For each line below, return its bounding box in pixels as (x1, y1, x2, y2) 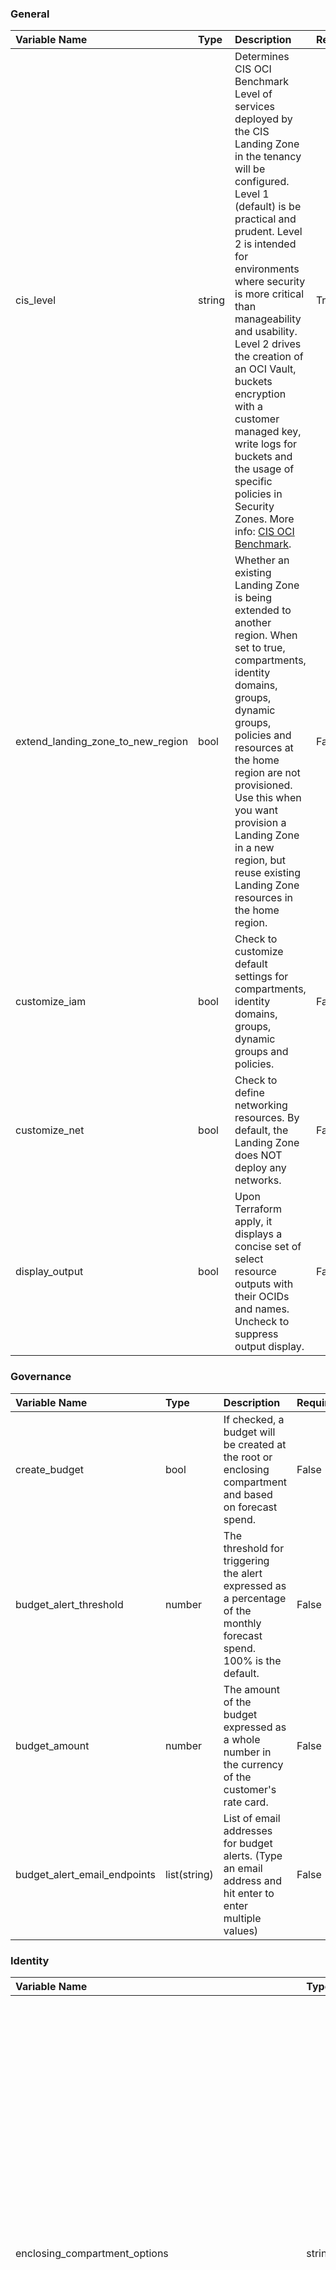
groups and (234, 1045, 289, 1059)
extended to (234, 603, 292, 617)
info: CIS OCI (234, 525, 295, 539)
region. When (234, 628, 298, 642)
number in (223, 1745, 272, 1759)
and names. (234, 1302, 290, 1316)
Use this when (234, 791, 302, 805)
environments (234, 262, 300, 276)
